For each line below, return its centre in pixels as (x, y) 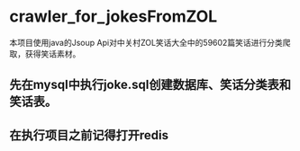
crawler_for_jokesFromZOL (114, 17)
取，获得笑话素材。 (45, 53)
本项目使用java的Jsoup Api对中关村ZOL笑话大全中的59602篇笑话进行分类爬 (150, 42)
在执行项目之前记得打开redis (89, 135)
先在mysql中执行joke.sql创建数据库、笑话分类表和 (150, 85)
